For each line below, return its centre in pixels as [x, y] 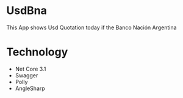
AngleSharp [30, 88]
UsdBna [27, 11]
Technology [37, 52]
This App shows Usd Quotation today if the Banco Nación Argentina [91, 27]
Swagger [27, 75]
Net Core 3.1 [30, 69]
